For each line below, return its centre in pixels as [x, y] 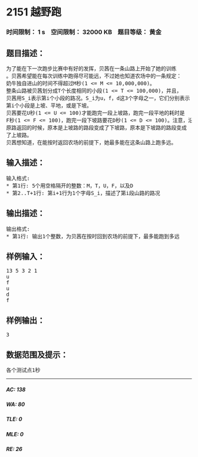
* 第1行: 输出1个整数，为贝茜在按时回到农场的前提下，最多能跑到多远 [93, 236]
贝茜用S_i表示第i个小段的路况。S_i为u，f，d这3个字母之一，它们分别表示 [98, 98]
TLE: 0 [14, 419]
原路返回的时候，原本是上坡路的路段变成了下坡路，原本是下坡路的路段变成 [96, 127]
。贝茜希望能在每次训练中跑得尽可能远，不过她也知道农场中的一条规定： [94, 76]
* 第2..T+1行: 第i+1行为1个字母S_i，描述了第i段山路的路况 [83, 193]
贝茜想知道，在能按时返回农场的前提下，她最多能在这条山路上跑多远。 [91, 142]
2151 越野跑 [34, 12]
